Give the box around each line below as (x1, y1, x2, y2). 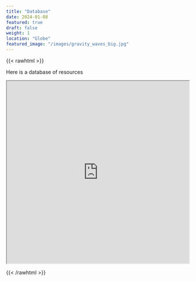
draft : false (6, 25, 38, 31)
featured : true (6, 19, 43, 25)
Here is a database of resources (6, 68, 83, 75)
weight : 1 (6, 30, 30, 36)
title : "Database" (6, 8, 51, 15)
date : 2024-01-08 (6, 14, 48, 20)
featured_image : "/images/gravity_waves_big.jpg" (6, 41, 129, 47)
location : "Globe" (6, 36, 51, 41)
